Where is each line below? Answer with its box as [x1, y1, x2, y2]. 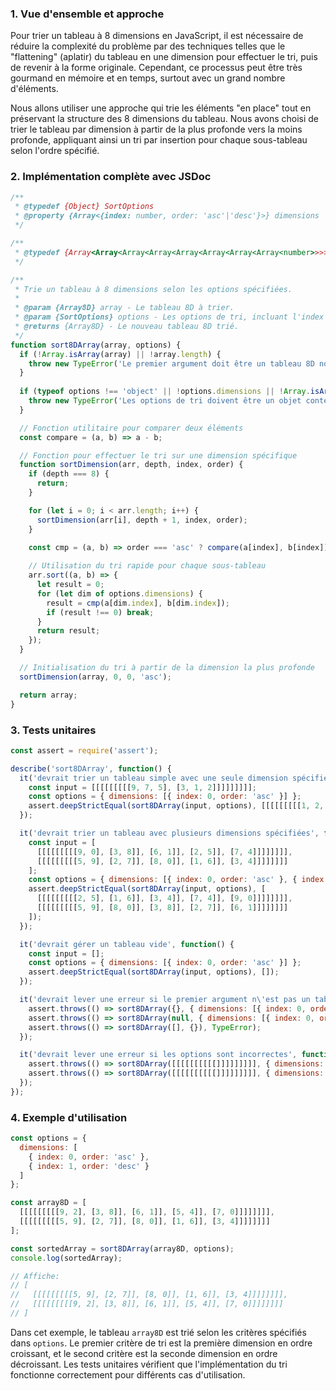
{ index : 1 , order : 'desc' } [28, 1161, 150, 1171]
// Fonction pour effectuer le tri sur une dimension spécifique [19, 450, 298, 461]
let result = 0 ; [36, 580, 105, 590]
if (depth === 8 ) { [28, 469, 110, 479]
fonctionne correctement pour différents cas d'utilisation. [10, 1368, 246, 1381]
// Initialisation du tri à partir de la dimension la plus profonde [19, 663, 315, 673]
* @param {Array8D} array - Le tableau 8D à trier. [14, 303, 235, 313]
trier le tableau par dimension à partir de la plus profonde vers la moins [10, 123, 303, 136]
